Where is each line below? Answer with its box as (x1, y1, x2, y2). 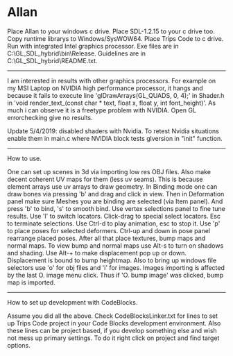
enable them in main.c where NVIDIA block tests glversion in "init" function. (7, 134, 223, 142)
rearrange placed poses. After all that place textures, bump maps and (7, 234, 206, 242)
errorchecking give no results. (7, 113, 94, 121)
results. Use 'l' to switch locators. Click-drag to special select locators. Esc (7, 212, 221, 220)
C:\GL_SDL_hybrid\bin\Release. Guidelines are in (7, 49, 146, 58)
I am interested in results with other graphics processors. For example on (7, 76, 216, 85)
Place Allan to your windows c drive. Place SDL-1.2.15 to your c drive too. (7, 27, 215, 35)
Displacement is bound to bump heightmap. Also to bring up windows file (7, 256, 217, 264)
